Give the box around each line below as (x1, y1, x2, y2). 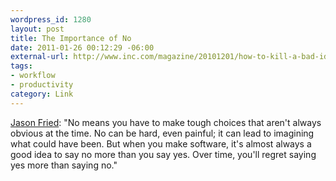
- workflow (10, 71, 56, 81)
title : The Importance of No (10, 33, 132, 43)
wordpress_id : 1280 (10, 14, 92, 25)
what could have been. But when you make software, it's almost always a (10, 137, 312, 150)
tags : (10, 61, 33, 71)
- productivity (10, 80, 74, 90)
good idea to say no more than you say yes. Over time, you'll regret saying (10, 148, 317, 160)
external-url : (10, 52, 70, 62)
